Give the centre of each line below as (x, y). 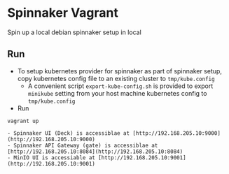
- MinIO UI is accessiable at (51, 158)
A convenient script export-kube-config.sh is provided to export (120, 86)
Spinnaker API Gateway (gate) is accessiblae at (86, 145)
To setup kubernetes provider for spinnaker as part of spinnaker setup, (120, 71)
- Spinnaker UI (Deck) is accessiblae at (69, 133)
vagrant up (23, 121)
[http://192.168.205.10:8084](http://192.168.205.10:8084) (95, 152)
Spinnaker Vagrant (63, 13)
